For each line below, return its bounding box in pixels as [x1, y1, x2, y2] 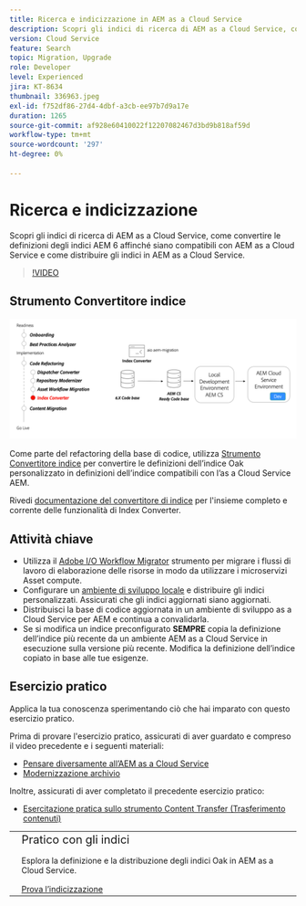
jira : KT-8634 [9, 82, 64, 91]
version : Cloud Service [9, 34, 100, 43]
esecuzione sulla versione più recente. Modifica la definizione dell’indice [22, 642, 296, 653]
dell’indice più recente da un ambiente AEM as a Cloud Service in [22, 633, 269, 644]
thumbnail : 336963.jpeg [9, 91, 100, 100]
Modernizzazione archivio [22, 767, 121, 778]
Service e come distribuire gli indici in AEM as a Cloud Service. [9, 249, 246, 260]
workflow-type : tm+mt [9, 131, 92, 140]
